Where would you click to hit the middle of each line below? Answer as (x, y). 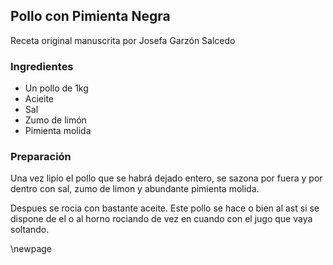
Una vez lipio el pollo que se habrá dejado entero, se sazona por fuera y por (166, 178)
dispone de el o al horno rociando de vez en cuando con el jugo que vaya (161, 219)
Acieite (39, 99)
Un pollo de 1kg (56, 88)
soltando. (30, 230)
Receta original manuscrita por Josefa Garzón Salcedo (123, 40)
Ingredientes (42, 66)
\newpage (31, 249)
